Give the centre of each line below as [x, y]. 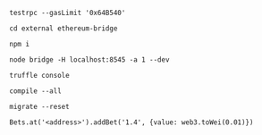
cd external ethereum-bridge [63, 29]
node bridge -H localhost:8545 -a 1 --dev [89, 60]
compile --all [36, 91]
